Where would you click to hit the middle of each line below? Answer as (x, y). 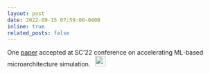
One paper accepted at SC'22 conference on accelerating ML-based (105, 53)
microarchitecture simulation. (49, 64)
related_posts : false (38, 33)
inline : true (26, 26)
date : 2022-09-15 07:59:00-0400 (54, 20)
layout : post (26, 13)
